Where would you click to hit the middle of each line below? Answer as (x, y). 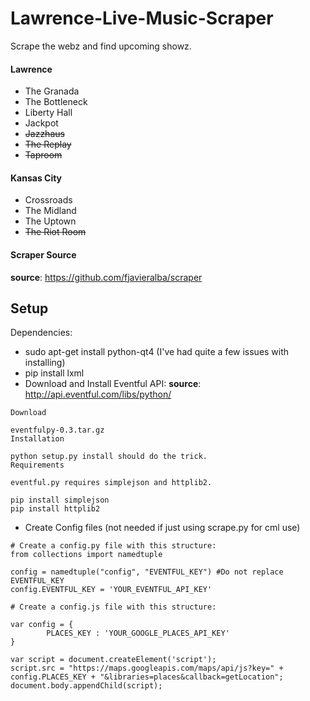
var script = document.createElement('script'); (113, 660)
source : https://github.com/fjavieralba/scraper (106, 277)
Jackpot (41, 123)
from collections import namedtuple (86, 555)
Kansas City (36, 178)
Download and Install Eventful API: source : (113, 384)
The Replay (48, 144)
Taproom (43, 155)
